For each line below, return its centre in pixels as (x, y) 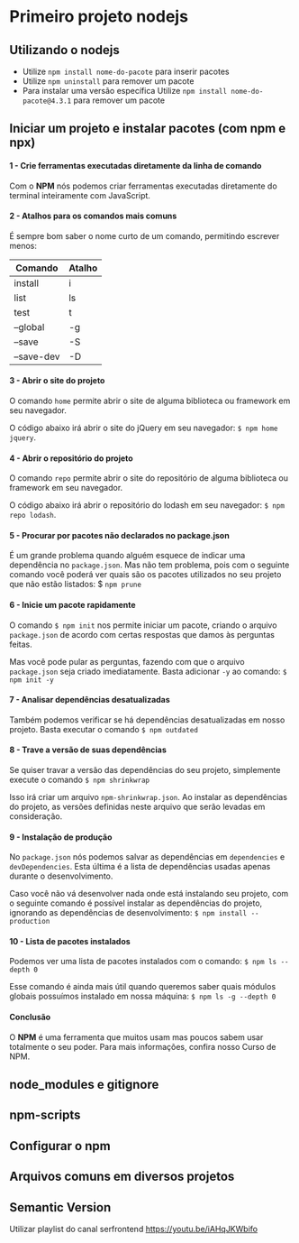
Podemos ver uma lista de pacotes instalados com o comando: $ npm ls (143, 962)
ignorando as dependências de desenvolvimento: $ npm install (128, 913)
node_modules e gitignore (84, 1085)
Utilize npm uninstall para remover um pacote (108, 81)
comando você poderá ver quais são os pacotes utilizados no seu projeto (145, 575)
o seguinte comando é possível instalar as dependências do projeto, (136, 903)
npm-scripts (45, 1115)
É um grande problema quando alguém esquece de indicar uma (127, 556)
